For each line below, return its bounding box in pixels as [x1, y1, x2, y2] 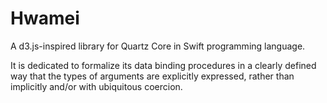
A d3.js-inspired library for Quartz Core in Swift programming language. [10, 40, 306, 52]
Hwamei [10, 7, 80, 30]
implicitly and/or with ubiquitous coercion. [10, 80, 183, 92]
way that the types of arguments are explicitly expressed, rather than [10, 70, 295, 82]
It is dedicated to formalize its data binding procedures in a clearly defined [10, 59, 317, 71]
